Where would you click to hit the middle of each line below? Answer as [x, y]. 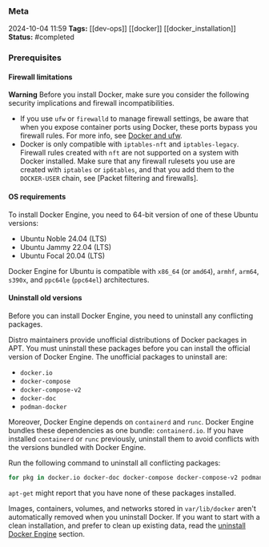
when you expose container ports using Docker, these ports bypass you [139, 127]
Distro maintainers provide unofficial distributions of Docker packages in [128, 340]
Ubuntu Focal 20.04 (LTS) [62, 255]
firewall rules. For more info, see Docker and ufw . [101, 136]
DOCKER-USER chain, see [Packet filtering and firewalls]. [109, 179]
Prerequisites [35, 58]
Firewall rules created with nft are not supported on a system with [129, 153]
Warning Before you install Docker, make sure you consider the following [129, 95]
